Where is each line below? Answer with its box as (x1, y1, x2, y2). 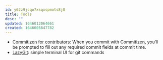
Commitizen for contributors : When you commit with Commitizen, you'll (12, 39, 159, 45)
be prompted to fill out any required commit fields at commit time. (12, 44, 147, 50)
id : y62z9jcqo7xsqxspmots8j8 (5, 7, 65, 12)
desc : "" (5, 16, 23, 21)
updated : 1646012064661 (5, 21, 54, 26)
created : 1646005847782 (5, 26, 54, 30)
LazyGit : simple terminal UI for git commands (12, 50, 105, 56)
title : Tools (5, 12, 32, 17)
